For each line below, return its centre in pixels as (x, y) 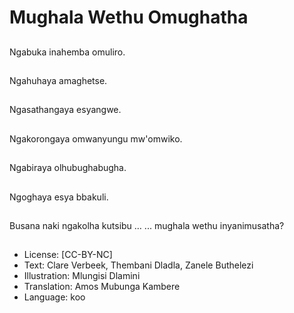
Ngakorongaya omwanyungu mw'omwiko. (96, 138)
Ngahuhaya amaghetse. (58, 80)
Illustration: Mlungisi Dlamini (82, 276)
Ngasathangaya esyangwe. (65, 110)
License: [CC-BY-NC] (68, 255)
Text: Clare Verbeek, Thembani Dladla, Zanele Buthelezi (138, 265)
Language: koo (54, 297)
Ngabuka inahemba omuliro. (67, 52)
